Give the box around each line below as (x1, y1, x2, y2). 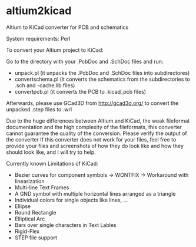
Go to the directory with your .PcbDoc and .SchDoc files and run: (6, 58, 164, 65)
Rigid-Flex (14, 228, 40, 235)
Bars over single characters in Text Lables (14, 221, 117, 228)
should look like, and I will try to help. (6, 149, 96, 156)
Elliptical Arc (14, 215, 45, 222)
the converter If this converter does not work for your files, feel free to (6, 136, 177, 143)
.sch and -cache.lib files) (14, 81, 75, 89)
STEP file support (14, 234, 58, 241)
